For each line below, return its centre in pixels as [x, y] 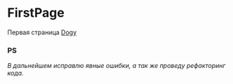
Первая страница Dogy [42, 32]
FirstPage [36, 13]
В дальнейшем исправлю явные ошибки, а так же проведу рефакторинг [116, 66]
